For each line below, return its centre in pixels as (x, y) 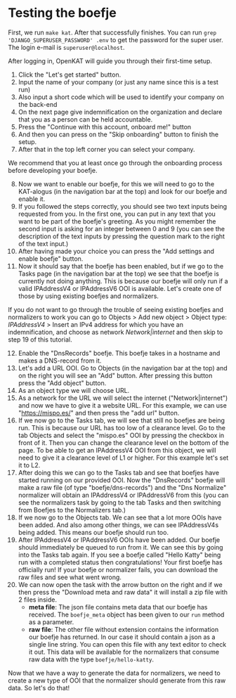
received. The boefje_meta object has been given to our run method (126, 614)
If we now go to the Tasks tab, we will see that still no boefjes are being (122, 420)
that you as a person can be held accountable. (85, 119)
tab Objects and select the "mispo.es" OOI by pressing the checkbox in (121, 435)
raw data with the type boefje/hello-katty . (91, 659)
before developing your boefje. (53, 170)
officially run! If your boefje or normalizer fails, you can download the (118, 569)
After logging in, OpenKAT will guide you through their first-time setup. (110, 60)
